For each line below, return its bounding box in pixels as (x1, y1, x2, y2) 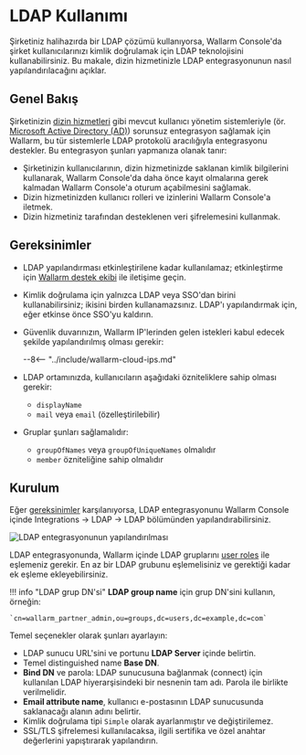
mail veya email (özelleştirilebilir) (36, 409, 161, 420)
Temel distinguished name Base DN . (22, 657, 160, 668)
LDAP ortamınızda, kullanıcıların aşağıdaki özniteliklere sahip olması (22, 371, 277, 382)
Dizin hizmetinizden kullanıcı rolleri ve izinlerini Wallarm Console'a (22, 191, 271, 202)
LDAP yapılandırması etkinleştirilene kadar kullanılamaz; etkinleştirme (22, 261, 283, 272)
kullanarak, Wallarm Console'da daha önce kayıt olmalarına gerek (22, 172, 269, 183)
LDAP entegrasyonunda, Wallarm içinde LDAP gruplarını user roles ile (9, 549, 270, 560)
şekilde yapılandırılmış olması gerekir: (22, 335, 164, 347)
